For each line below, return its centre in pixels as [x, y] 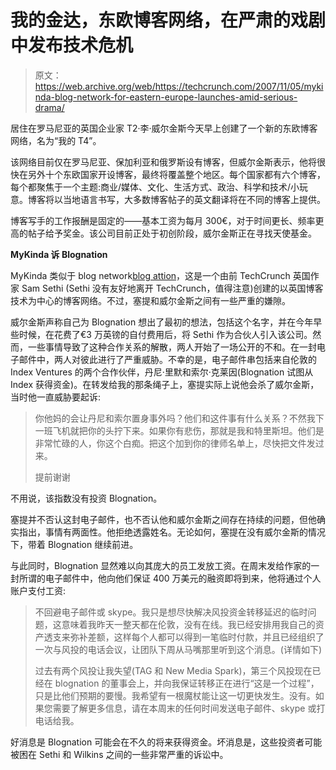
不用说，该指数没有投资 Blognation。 [86, 498]
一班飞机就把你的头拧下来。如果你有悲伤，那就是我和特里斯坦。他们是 [179, 430]
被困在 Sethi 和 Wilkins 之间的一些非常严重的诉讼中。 [119, 754]
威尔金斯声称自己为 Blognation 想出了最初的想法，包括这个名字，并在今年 [162, 322]
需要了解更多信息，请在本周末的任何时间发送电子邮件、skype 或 [184, 708]
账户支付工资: [38, 590]
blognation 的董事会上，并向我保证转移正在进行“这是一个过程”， [187, 683]
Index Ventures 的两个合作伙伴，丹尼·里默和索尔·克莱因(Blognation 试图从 [162, 372]
